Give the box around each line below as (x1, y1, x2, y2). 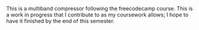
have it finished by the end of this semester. (6, 18, 115, 24)
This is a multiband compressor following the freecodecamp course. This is (6, 5, 194, 12)
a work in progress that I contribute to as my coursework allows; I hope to (6, 11, 189, 18)
